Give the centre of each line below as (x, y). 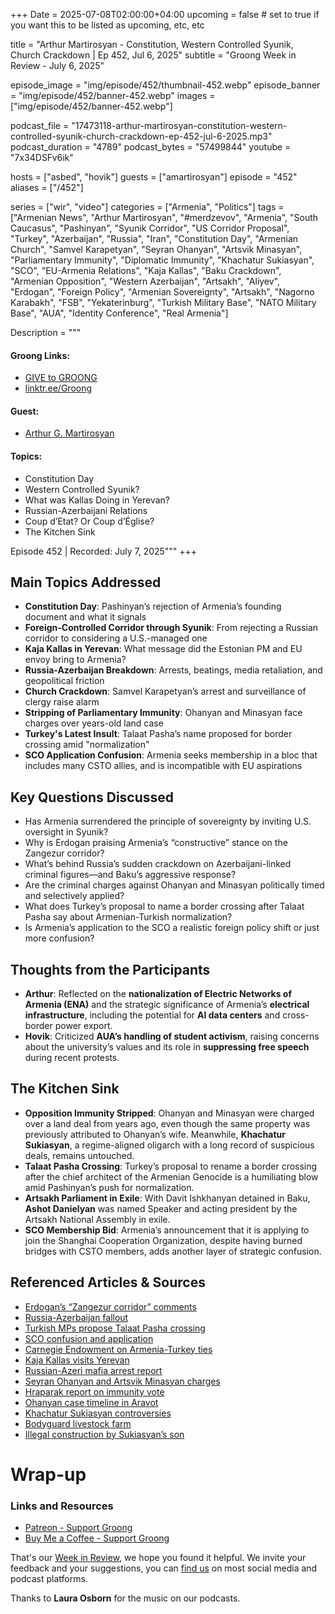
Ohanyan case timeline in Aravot (91, 1402)
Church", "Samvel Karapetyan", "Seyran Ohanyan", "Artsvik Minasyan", (156, 249)
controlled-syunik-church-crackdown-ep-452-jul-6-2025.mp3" (141, 136)
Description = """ (46, 332)
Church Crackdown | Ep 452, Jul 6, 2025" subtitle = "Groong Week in (153, 55)
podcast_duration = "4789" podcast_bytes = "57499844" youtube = (151, 147)
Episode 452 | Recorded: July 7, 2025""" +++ (104, 551)
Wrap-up (48, 1474)
